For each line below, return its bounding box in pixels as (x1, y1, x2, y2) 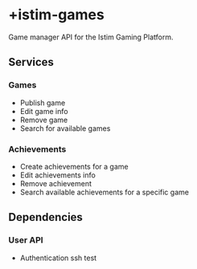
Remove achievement (19, 178, 92, 188)
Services (8, 55, 55, 69)
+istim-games (8, 6, 105, 24)
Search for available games (19, 123, 111, 133)
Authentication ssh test (19, 253, 97, 263)
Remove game (19, 115, 68, 124)
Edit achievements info (19, 170, 96, 180)
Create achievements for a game (19, 161, 129, 171)
